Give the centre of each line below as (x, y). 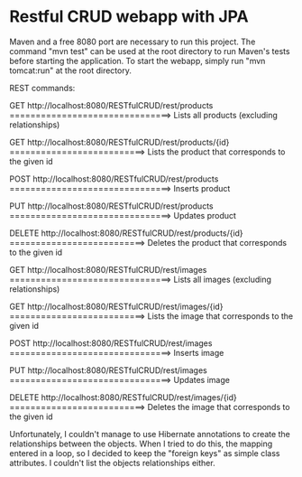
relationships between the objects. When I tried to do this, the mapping (141, 444)
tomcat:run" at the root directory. (71, 70)
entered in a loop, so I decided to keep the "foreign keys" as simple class (145, 453)
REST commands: (42, 88)
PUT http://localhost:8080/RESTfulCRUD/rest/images (108, 370)
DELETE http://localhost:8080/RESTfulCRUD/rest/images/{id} (123, 397)
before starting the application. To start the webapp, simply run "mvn (137, 61)
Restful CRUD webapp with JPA (129, 17)
